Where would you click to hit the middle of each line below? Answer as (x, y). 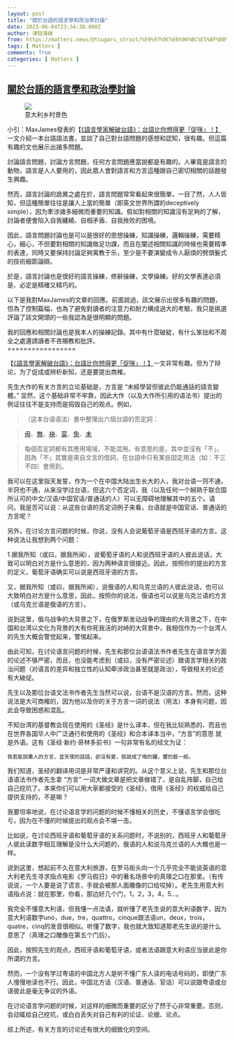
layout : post (26, 14)
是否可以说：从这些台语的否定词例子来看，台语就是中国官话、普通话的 (126, 507)
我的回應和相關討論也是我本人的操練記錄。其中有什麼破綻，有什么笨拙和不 (114, 332)
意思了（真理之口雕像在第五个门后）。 (61, 934)
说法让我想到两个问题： (47, 540)
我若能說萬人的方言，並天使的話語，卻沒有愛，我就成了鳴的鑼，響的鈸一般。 (101, 757)
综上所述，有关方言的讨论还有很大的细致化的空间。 (80, 1029)
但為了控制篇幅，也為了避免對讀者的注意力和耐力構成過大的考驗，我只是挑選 (117, 308)
